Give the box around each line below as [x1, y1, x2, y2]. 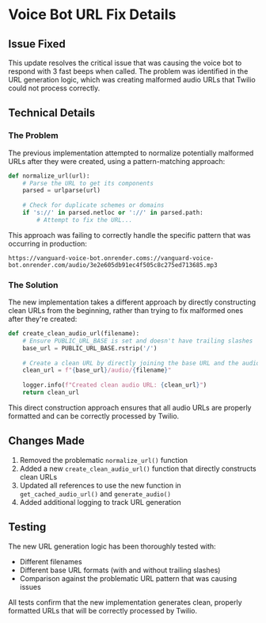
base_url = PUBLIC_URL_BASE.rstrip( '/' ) [22, 344, 158, 352]
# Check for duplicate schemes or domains [22, 201, 165, 209]
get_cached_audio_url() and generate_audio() [19, 489, 172, 499]
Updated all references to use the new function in [19, 480, 182, 490]
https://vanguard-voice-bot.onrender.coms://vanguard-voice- [8, 254, 215, 262]
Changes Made [8, 434, 85, 448]
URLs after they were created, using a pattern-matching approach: [8, 156, 226, 166]
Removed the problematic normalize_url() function [19, 455, 188, 464]
